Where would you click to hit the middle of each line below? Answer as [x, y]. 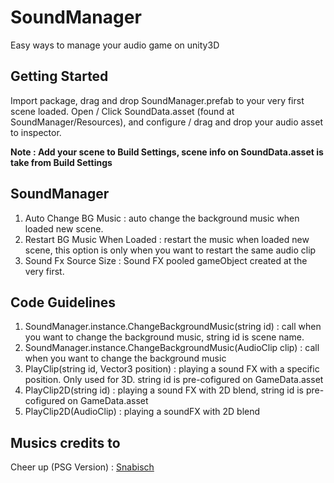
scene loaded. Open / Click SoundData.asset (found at [122, 111]
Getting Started [59, 76]
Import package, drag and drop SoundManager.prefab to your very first [157, 100]
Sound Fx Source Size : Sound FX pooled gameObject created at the [166, 260]
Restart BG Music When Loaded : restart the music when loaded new [167, 239]
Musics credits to [65, 442]
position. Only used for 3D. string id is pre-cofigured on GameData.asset [174, 380]
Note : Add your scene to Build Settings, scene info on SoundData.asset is [167, 152]
